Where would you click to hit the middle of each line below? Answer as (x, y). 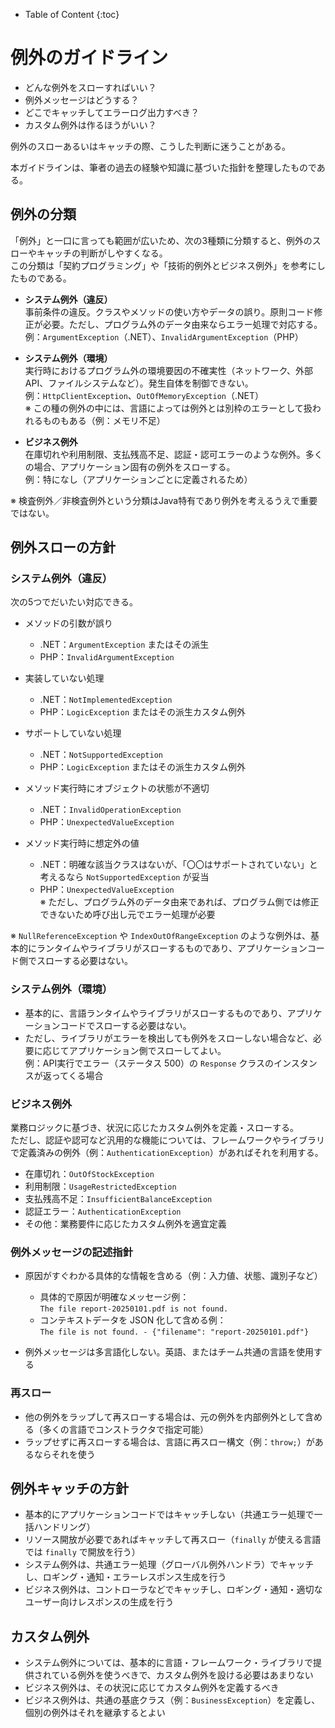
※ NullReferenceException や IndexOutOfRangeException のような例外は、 (161, 936)
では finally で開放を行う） (82, 1552)
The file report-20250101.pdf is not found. (134, 1309)
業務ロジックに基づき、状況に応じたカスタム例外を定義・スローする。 (155, 1128)
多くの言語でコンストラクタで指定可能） (125, 1429)
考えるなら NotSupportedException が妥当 (124, 877)
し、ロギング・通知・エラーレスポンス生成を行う (125, 1577)
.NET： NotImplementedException (106, 700)
